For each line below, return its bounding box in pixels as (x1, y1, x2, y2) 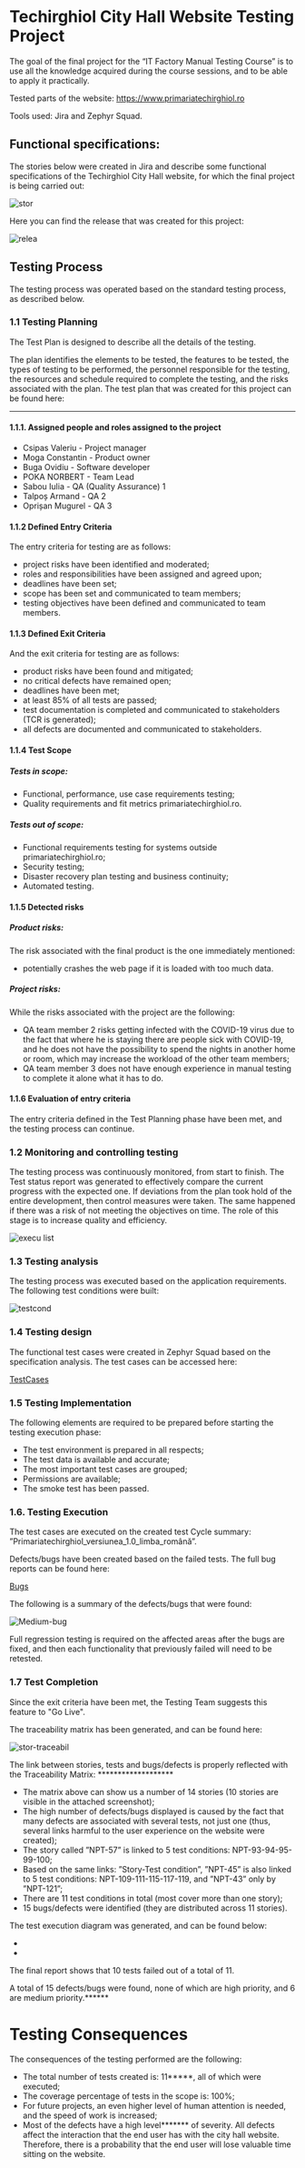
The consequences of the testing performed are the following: (9, 2053, 242, 2065)
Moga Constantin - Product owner (22, 452, 151, 463)
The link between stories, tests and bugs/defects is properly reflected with (9, 1759, 289, 1770)
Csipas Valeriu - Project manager (22, 443, 147, 454)
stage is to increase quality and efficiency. (9, 1215, 168, 1226)
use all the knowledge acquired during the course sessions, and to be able (9, 65, 289, 76)
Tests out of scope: (9, 818, 84, 829)
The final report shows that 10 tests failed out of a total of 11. (9, 1964, 235, 1975)
